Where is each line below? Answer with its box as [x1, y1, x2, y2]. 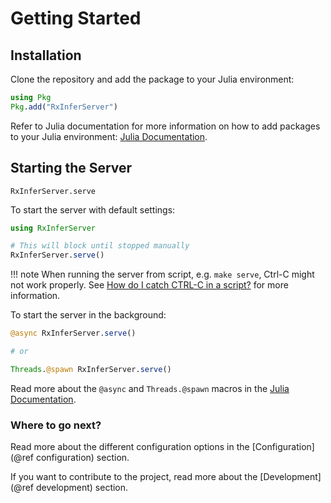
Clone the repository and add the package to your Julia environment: [10, 73, 295, 85]
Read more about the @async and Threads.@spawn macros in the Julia [10, 382, 290, 394]
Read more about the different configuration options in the [10, 441, 250, 453]
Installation [10, 47, 82, 64]
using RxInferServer [10, 223, 97, 233]
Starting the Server [10, 160, 133, 177]
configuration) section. [35, 452, 130, 464]
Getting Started [10, 7, 142, 30]
